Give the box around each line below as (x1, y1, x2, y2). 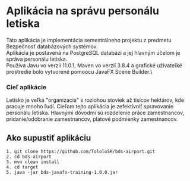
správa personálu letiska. (6, 55, 68, 63)
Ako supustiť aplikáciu (6, 133, 91, 143)
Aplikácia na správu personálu (6, 4, 159, 18)
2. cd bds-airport (6, 154, 52, 160)
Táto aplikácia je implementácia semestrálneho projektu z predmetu (6, 36, 172, 43)
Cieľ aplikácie (6, 83, 47, 91)
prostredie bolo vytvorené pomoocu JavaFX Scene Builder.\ (6, 68, 153, 75)
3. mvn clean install (6, 159, 60, 165)
